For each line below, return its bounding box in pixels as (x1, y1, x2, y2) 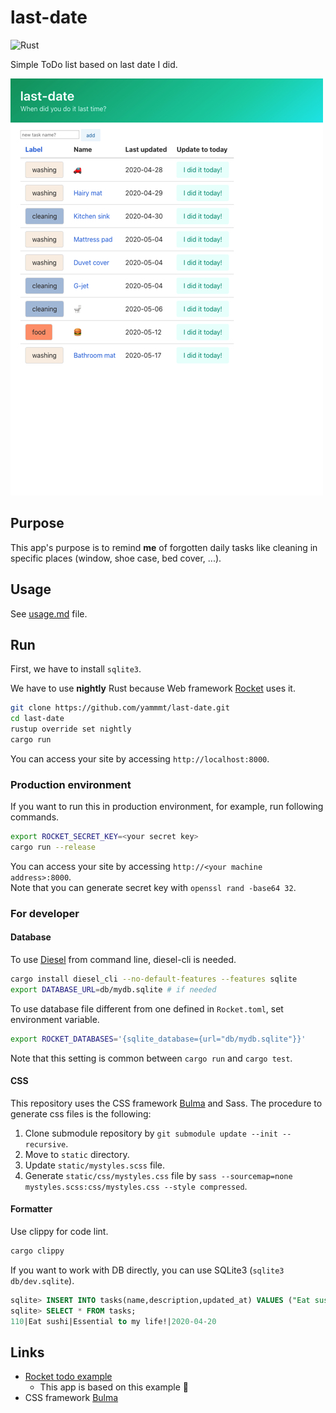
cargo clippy (10, 1246, 65, 1256)
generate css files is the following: (10, 1107, 152, 1120)
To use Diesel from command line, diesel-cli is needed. (10, 954, 237, 966)
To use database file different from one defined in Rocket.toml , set (10, 1002, 284, 1015)
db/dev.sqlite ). (10, 1274, 75, 1286)
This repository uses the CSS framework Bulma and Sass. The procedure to (10, 1097, 323, 1109)
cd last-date (10, 714, 65, 724)
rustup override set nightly (10, 724, 132, 735)
